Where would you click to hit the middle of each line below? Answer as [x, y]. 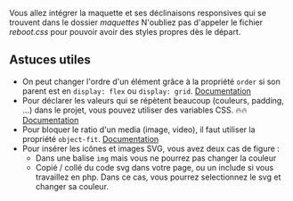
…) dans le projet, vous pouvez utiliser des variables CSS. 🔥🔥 [134, 110]
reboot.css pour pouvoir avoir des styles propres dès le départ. [125, 32]
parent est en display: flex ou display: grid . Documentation [137, 91]
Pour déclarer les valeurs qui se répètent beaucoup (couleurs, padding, [153, 100]
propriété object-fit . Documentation [90, 138]
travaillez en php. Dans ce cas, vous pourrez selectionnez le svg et [158, 177]
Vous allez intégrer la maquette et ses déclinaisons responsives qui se [138, 13]
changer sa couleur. [72, 186]
